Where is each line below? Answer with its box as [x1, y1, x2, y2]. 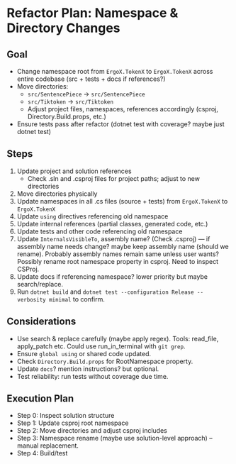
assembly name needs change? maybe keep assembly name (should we [16, 242, 229, 250]
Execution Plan [6, 392, 74, 405]
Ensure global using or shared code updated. [16, 349, 152, 358]
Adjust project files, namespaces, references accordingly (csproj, [27, 105, 219, 113]
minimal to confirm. [48, 294, 106, 303]
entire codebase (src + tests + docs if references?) [16, 74, 166, 83]
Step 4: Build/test [16, 449, 68, 458]
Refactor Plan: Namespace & [6, 5, 179, 21]
